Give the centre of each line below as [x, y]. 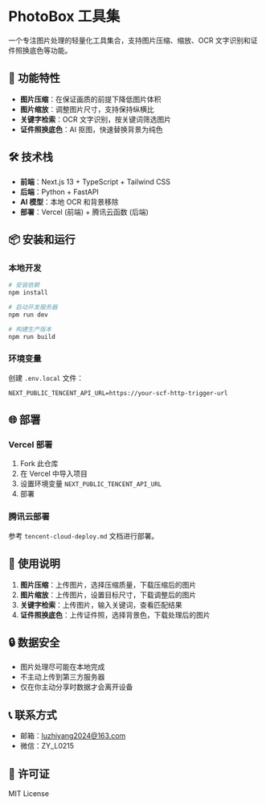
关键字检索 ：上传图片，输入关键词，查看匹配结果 [101, 605]
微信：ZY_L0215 [47, 746]
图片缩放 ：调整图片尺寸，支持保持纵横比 [87, 109]
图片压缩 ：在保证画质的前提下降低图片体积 [90, 99]
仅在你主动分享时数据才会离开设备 [76, 687]
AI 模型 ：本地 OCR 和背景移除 [69, 201]
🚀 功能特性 [34, 78]
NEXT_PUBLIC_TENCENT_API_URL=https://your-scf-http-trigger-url [118, 393]
